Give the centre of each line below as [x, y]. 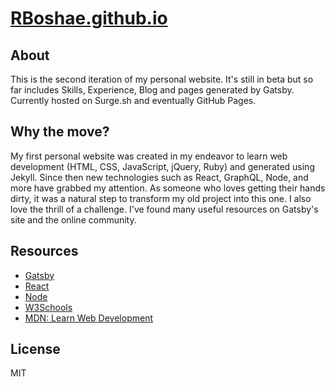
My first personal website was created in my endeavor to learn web [149, 156]
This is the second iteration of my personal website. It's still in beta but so [162, 79]
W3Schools [48, 307]
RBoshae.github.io [89, 18]
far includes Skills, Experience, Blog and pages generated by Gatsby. [152, 90]
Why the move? [60, 132]
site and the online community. [73, 219]
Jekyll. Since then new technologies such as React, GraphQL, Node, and [159, 177]
